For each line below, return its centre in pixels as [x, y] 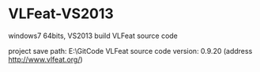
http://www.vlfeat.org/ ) [45, 59]
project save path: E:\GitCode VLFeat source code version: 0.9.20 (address [130, 51]
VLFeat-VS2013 [61, 14]
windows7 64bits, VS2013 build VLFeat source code [93, 36]
